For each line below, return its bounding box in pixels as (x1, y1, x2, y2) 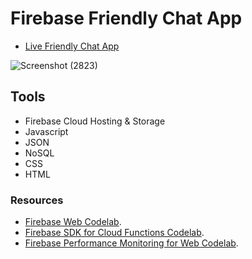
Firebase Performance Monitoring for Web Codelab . (24, 237, 239, 249)
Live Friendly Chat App (24, 40, 120, 52)
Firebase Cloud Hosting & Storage (24, 115, 166, 127)
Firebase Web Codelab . (24, 216, 122, 228)
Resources (10, 193, 64, 207)
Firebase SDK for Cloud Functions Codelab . (24, 227, 205, 239)
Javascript (24, 125, 69, 137)
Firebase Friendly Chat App (10, 7, 243, 30)
